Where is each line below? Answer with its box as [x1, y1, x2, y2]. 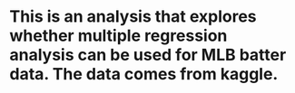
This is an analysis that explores [9, 6, 257, 27]
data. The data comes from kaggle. [9, 64, 279, 85]
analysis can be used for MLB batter [9, 45, 287, 65]
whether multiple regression [9, 25, 228, 46]
